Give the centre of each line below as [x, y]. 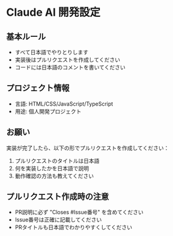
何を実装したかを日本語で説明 [52, 168]
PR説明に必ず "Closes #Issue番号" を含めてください [79, 212]
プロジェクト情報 [38, 88]
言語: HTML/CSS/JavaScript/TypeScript [64, 104]
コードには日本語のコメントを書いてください [70, 67]
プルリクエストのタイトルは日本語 [57, 161]
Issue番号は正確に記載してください [58, 220]
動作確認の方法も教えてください [54, 176]
